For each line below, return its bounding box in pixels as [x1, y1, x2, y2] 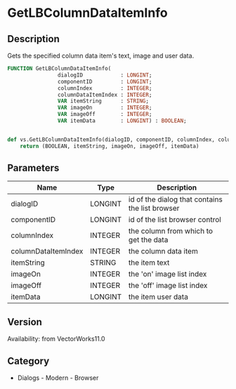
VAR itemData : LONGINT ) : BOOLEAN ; [57, 117, 188, 124]
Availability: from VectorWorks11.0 [7, 335, 105, 343]
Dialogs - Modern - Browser [17, 374, 99, 382]
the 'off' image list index [129, 281, 208, 291]
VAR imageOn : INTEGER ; [57, 104, 152, 112]
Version [7, 316, 42, 328]
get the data [129, 235, 169, 245]
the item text [129, 258, 170, 268]
